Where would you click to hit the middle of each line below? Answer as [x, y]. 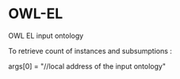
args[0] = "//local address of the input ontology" [87, 66]
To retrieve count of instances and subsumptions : [90, 51]
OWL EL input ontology [46, 36]
